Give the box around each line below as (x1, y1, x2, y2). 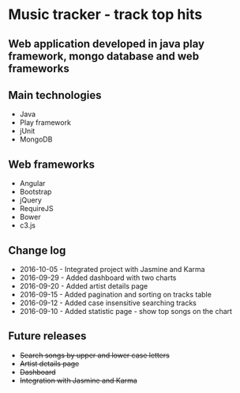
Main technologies (8, 89, 102, 102)
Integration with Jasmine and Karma (19, 376, 138, 385)
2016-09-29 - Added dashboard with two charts (19, 273, 177, 282)
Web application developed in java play (8, 37, 205, 51)
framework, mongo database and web (8, 49, 200, 62)
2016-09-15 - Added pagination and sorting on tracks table (19, 290, 212, 300)
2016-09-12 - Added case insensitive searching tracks (19, 298, 197, 308)
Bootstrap (19, 187, 52, 197)
